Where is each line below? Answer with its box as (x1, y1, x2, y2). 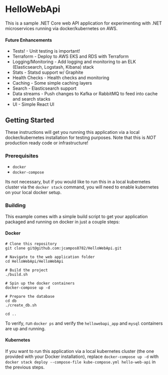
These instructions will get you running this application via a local (5, 129, 140, 135)
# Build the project (5, 267, 48, 273)
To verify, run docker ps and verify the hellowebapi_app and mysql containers (5, 320, 163, 326)
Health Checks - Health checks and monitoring (12, 75, 109, 81)
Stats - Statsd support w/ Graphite (12, 69, 83, 76)
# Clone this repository (5, 241, 57, 246)
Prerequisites (5, 152, 38, 159)
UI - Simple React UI (12, 101, 54, 107)
